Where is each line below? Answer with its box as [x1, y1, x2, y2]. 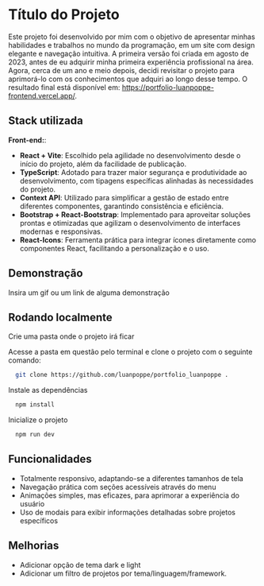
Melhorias [8, 539, 59, 553]
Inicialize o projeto [8, 415, 68, 425]
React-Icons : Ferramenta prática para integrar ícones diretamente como [19, 235, 256, 244]
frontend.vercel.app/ [8, 91, 75, 100]
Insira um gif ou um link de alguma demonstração [8, 288, 170, 297]
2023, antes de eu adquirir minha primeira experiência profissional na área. [8, 57, 254, 67]
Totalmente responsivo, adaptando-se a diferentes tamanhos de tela [19, 473, 243, 483]
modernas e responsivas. [19, 227, 103, 236]
